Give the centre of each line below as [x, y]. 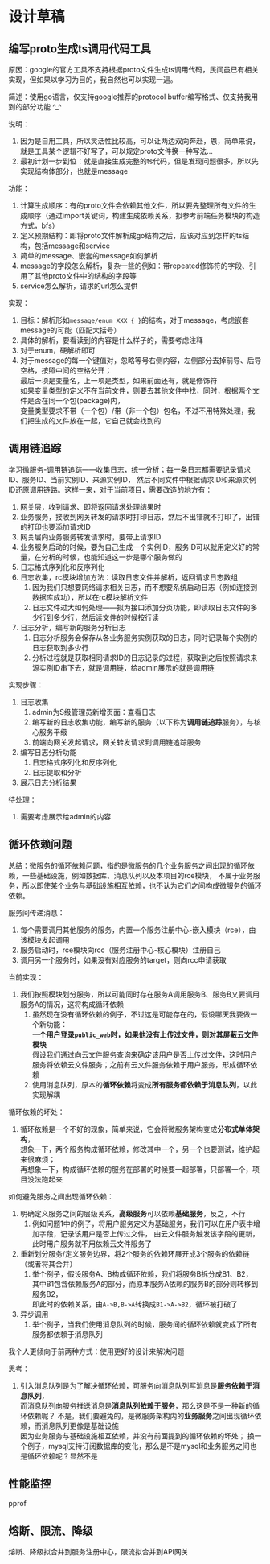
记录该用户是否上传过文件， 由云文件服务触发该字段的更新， [160, 1233]
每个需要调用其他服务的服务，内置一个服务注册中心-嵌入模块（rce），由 [138, 930]
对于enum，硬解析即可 [57, 350]
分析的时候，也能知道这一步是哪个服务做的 [112, 557]
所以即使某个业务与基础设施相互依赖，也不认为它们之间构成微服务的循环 [142, 885]
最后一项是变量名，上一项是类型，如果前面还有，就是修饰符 [119, 380]
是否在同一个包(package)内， [76, 400]
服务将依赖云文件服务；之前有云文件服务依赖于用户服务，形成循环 [141, 1064]
